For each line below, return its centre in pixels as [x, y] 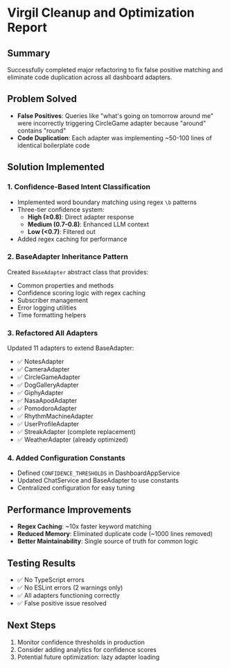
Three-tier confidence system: [61, 209]
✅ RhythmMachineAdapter [55, 416]
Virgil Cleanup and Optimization [101, 13]
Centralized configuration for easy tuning [76, 488]
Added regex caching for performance [72, 239]
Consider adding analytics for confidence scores [87, 649]
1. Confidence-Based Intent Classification [79, 187]
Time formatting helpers [52, 315]
